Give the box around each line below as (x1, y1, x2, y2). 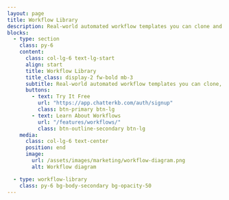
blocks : (7, 29, 29, 36)
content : (19, 49, 45, 56)
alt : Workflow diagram (32, 163, 97, 170)
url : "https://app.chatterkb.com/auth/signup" (37, 100, 173, 107)
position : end (25, 144, 67, 151)
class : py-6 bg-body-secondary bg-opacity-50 (19, 182, 152, 189)
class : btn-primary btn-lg (37, 106, 115, 113)
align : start (25, 61, 63, 68)
